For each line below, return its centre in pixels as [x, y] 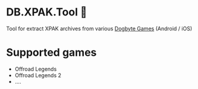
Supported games [51, 53]
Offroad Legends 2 [38, 75]
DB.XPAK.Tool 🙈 [47, 12]
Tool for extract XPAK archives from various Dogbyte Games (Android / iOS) [99, 28]
